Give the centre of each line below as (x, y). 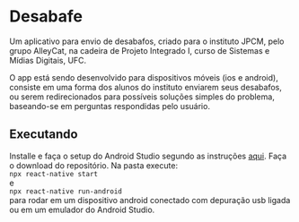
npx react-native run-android (66, 191)
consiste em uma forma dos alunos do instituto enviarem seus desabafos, (146, 87)
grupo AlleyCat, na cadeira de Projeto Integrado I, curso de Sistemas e (140, 50)
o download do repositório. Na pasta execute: (93, 165)
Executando (44, 135)
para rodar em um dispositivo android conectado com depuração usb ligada (150, 200)
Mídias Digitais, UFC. (48, 60)
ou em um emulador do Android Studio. (82, 209)
